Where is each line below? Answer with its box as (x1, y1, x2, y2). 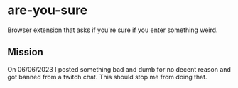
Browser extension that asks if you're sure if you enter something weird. (7, 26, 218, 34)
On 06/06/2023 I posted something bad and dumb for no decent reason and (7, 65, 231, 73)
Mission (7, 46, 44, 58)
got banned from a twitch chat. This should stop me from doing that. (7, 72, 207, 81)
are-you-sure (7, 2, 88, 18)
